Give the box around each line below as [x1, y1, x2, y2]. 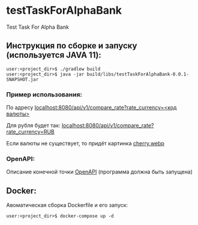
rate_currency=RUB [6, 128, 55, 135]
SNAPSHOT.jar [6, 76, 39, 83]
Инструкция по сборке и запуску [6, 41, 137, 51]
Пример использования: [6, 90, 83, 99]
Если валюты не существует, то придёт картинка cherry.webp [6, 140, 165, 147]
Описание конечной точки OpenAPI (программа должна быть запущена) [6, 168, 193, 175]
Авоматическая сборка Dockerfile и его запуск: [6, 202, 128, 209]
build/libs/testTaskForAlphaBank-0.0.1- [86, 71, 189, 77]
